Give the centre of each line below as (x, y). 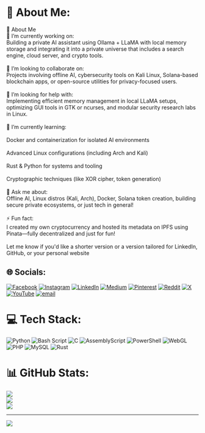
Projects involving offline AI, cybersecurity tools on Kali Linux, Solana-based (102, 75)
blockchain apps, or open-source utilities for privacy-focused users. (92, 81)
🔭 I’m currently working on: (40, 35)
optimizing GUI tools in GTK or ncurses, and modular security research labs (101, 107)
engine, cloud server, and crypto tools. (55, 55)
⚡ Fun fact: (20, 218)
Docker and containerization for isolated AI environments (78, 139)
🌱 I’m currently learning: (37, 127)
